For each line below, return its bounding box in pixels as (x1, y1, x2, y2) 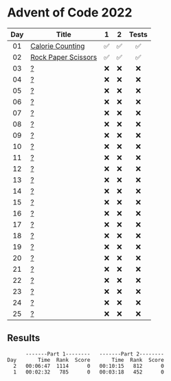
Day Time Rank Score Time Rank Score (7, 356, 165, 363)
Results (7, 332, 41, 344)
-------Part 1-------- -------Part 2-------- (25, 350, 165, 358)
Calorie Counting (30, 41, 85, 51)
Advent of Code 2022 (7, 5, 133, 21)
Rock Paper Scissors (30, 52, 98, 62)
